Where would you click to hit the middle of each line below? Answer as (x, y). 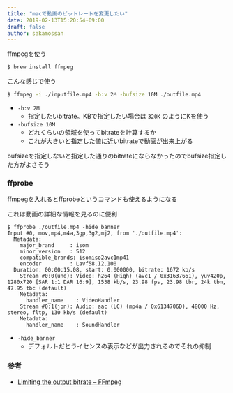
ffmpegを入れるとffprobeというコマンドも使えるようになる (92, 199)
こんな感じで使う (32, 82)
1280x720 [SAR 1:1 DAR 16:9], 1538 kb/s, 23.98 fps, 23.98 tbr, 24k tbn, (117, 282)
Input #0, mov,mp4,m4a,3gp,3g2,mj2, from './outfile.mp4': (95, 233)
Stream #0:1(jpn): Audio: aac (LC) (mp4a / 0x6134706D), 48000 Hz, (120, 307)
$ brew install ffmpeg (40, 67)
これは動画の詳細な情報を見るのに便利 (62, 214)
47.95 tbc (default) (37, 288)
